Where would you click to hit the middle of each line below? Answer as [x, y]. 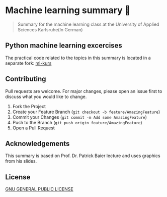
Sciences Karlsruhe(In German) [50, 29]
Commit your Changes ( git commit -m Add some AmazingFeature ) [80, 117]
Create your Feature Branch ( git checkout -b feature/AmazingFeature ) [86, 112]
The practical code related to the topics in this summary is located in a [78, 58]
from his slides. [21, 161]
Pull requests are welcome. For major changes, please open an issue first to [84, 91]
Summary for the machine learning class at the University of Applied [88, 24]
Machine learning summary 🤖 [68, 10]
